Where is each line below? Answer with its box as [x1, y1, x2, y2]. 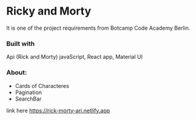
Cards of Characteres [15, 82, 70, 89]
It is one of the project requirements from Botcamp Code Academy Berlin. [6, 24, 191, 32]
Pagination [15, 88, 42, 96]
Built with [6, 39, 35, 48]
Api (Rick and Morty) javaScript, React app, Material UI [6, 53, 143, 61]
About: [6, 68, 27, 77]
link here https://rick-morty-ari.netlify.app [6, 107, 110, 114]
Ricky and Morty [6, 4, 92, 18]
